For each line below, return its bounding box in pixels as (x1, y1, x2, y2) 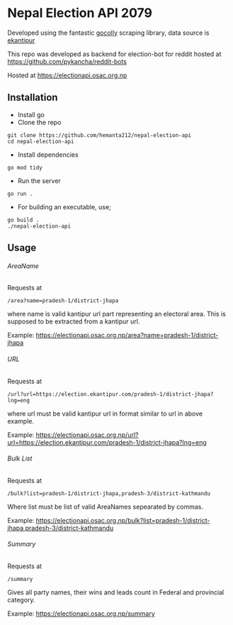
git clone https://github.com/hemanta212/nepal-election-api (7, 131, 192, 139)
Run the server (17, 176, 62, 185)
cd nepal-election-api (7, 138, 74, 145)
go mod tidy (7, 164, 42, 171)
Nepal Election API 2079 (7, 5, 152, 21)
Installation (7, 92, 58, 104)
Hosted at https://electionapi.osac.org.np (7, 71, 127, 79)
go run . (7, 190, 33, 197)
